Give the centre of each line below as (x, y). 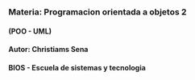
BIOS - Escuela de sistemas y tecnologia (77, 67)
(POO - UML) (30, 31)
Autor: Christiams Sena (48, 50)
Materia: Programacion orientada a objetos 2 (97, 12)
